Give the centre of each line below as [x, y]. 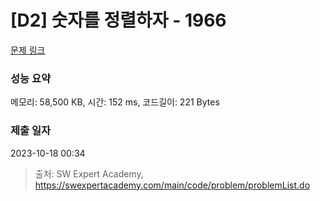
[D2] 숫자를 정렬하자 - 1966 [118, 20]
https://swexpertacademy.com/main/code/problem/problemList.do [172, 185]
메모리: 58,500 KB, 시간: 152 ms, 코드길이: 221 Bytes [115, 102]
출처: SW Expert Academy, [89, 173]
